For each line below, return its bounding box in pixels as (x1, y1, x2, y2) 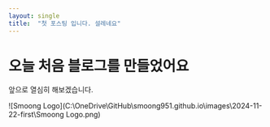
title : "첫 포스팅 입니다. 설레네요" (8, 19, 121, 28)
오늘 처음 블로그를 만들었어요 (8, 57, 189, 75)
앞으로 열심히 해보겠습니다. (8, 85, 94, 95)
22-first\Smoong (8, 110, 65, 120)
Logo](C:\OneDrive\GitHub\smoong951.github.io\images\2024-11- (42, 101, 263, 111)
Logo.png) (66, 110, 101, 120)
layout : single (8, 11, 60, 20)
